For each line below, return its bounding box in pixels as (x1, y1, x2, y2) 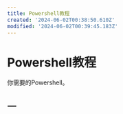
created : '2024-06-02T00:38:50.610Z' (7, 16, 115, 23)
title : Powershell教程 (7, 10, 70, 17)
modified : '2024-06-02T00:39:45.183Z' (7, 23, 118, 30)
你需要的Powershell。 (7, 78, 69, 87)
